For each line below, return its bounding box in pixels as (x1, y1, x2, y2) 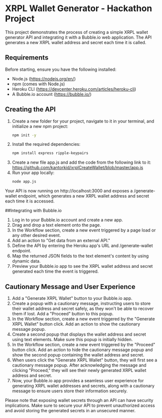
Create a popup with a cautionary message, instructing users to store (12, 301, 151, 306)
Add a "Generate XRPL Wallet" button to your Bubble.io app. (12, 295, 132, 301)
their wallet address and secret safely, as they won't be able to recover (12, 306, 154, 311)
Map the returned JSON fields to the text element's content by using (12, 253, 149, 259)
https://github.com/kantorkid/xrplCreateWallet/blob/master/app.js (12, 165, 144, 170)
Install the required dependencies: (12, 141, 81, 147)
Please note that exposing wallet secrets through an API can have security (5, 398, 154, 403)
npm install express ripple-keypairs (12, 151, 89, 155)
